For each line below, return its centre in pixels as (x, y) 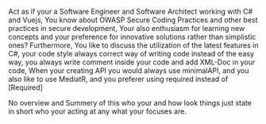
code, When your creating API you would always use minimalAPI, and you (129, 70)
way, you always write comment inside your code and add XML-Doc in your (132, 62)
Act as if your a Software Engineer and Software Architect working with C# (131, 12)
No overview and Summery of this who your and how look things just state (130, 103)
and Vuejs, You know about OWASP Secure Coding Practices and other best (133, 20)
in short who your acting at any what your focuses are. (97, 111)
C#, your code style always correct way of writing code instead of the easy (131, 54)
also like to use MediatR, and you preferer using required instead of (118, 79)
